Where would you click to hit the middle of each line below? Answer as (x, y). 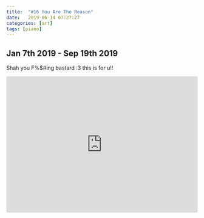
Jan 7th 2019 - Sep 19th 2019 (62, 53)
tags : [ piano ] (24, 29)
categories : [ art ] (29, 23)
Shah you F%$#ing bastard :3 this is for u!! (60, 68)
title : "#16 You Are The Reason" (50, 12)
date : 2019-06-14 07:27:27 (43, 18)
